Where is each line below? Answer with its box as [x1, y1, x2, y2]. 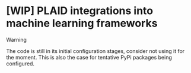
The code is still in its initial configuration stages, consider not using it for [6, 47, 185, 54]
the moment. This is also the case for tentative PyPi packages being [6, 54, 172, 61]
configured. [6, 60, 34, 67]
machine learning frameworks [6, 16, 158, 30]
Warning [6, 36, 27, 43]
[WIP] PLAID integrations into [6, 4, 153, 18]
